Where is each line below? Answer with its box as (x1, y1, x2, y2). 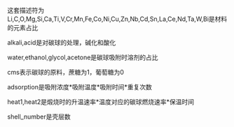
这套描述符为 (7, 6, 44, 14)
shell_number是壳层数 (7, 112, 71, 121)
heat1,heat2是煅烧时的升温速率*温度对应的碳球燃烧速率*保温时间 (7, 98, 195, 106)
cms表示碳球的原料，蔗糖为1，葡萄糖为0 (7, 68, 125, 76)
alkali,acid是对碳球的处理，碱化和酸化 (7, 38, 116, 47)
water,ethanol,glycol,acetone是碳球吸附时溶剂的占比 (7, 53, 159, 61)
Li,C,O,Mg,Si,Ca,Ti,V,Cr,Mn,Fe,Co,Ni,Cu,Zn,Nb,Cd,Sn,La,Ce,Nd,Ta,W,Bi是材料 (7, 15, 228, 23)
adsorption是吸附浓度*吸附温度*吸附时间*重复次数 (7, 83, 152, 91)
